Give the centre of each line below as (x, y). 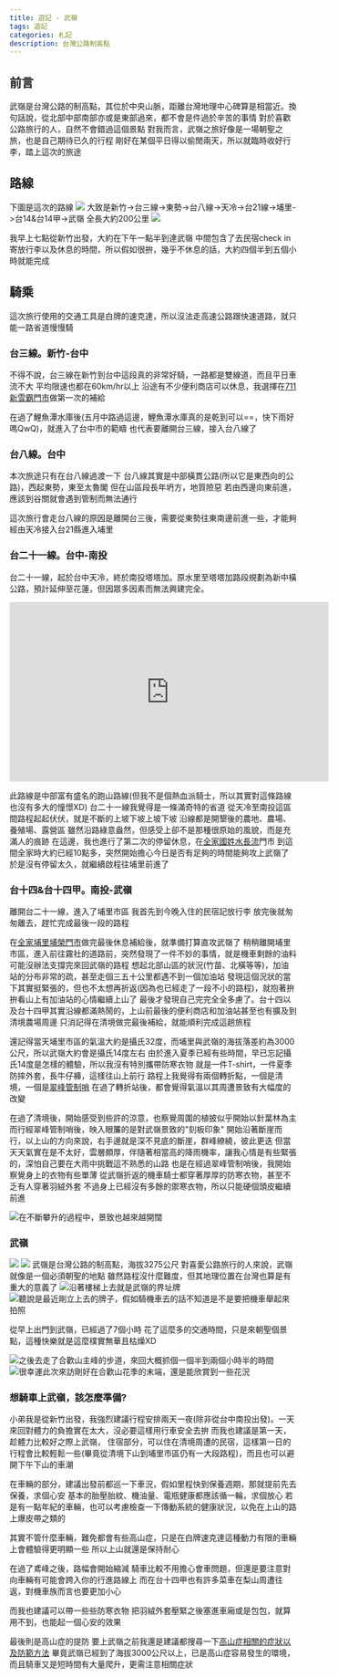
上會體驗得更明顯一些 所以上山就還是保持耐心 (94, 1549)
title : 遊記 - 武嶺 (44, 18)
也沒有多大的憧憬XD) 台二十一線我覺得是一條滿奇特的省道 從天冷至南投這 (147, 807)
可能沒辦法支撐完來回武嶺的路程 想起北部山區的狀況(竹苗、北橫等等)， (141, 964)
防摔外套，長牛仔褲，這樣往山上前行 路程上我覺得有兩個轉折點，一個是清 (146, 1075)
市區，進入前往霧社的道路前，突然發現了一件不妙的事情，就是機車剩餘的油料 (153, 954)
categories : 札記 (41, 35)
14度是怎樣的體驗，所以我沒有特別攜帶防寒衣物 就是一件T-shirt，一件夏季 (155, 1064)
